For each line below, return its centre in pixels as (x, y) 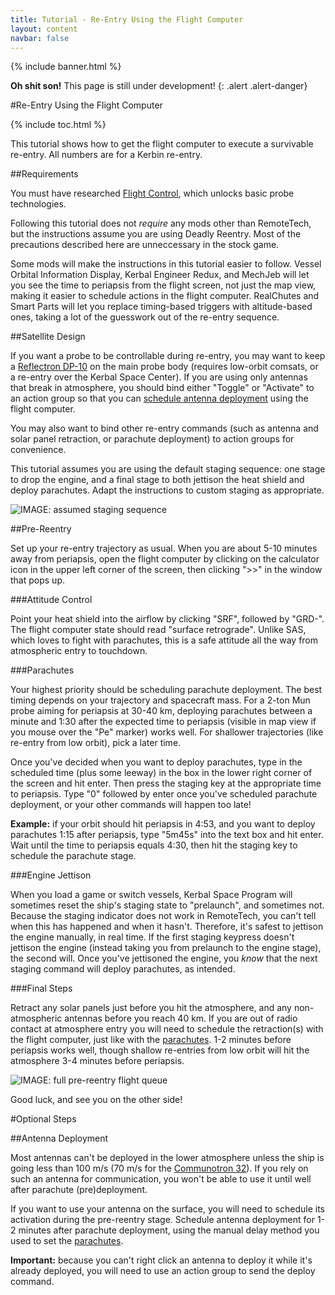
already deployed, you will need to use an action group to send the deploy (163, 1271)
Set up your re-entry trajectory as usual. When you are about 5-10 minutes (164, 548)
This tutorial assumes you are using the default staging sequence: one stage (168, 469)
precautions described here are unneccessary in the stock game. (145, 245)
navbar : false (40, 38)
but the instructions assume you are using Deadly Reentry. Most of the (156, 234)
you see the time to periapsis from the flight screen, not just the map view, (163, 285)
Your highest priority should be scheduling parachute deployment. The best (166, 690)
